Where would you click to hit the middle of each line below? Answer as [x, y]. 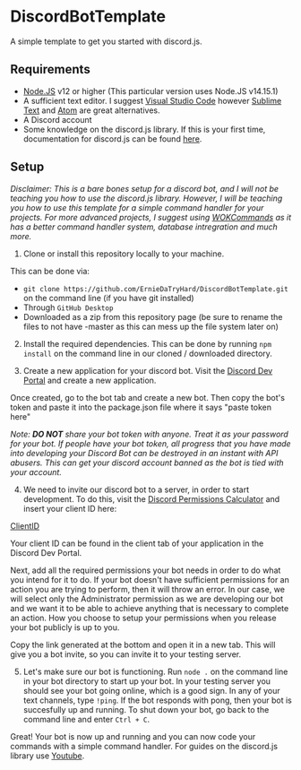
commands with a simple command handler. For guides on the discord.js [144, 746]
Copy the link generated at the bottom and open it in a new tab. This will [143, 645]
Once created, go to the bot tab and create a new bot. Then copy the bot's [148, 397]
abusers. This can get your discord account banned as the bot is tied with [147, 463]
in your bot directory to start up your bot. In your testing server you [147, 681]
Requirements [50, 69]
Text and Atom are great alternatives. [91, 110]
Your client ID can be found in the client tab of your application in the [137, 543]
